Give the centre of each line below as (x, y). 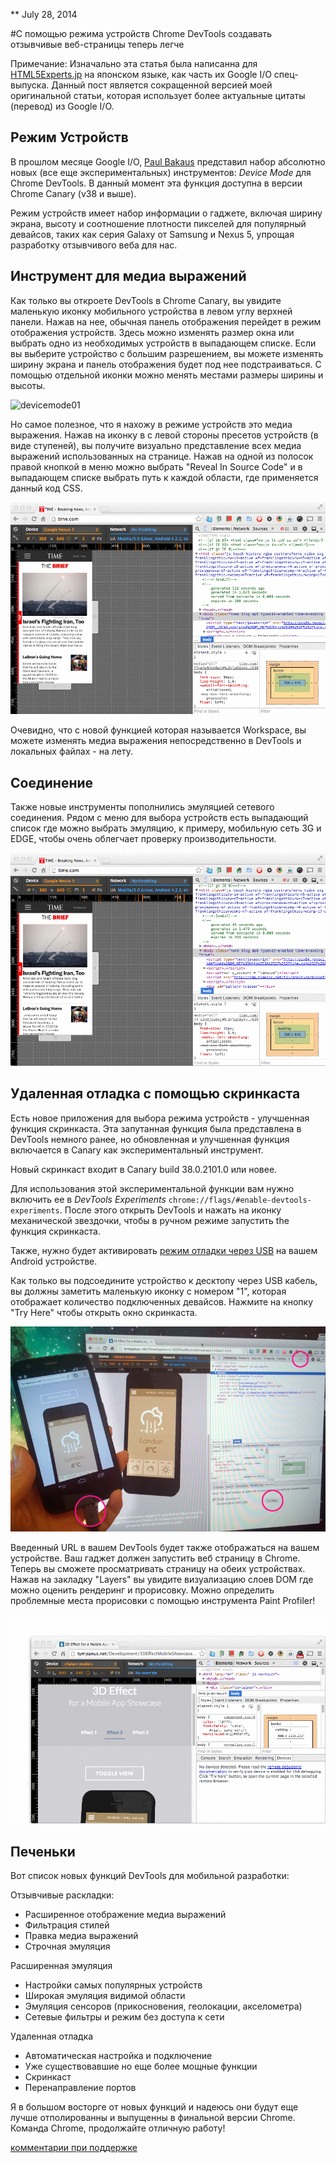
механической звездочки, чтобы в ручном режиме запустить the (150, 1220)
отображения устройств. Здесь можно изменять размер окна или (152, 332)
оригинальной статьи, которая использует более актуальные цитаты (158, 95)
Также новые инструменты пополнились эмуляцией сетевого (142, 807)
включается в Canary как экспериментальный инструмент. (137, 1150)
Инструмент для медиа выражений (128, 276)
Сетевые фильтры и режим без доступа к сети (124, 2017)
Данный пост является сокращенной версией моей (162, 85)
